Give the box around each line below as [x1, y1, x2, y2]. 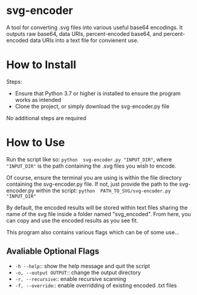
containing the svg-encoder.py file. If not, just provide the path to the [6, 180, 178, 188]
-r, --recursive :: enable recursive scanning [15, 275, 126, 282]
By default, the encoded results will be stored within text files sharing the [6, 204, 189, 211]
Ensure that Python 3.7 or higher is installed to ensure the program [15, 89, 181, 97]
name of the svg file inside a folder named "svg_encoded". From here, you [6, 210, 192, 217]
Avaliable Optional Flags [6, 246, 100, 257]
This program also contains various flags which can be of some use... [6, 228, 179, 236]
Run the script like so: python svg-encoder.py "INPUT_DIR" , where [6, 155, 172, 163]
